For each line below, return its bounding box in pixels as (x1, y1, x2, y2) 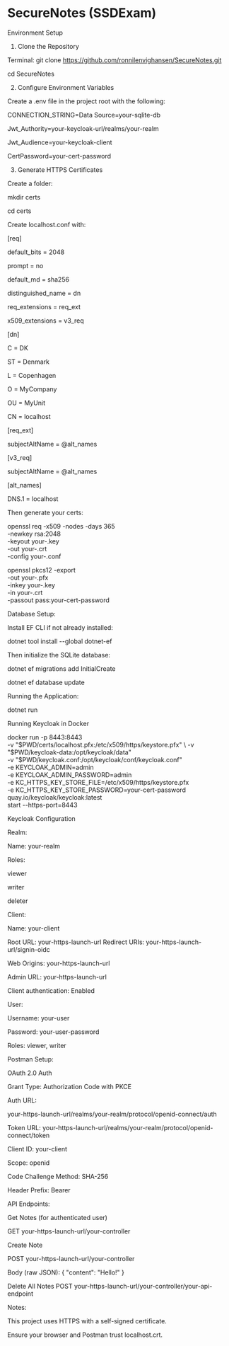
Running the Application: (7, 691, 79, 700)
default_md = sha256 (7, 275, 69, 284)
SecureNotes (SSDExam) (7, 5, 157, 21)
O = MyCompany (7, 384, 57, 393)
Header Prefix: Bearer (7, 1185, 71, 1194)
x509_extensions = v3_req (7, 316, 84, 325)
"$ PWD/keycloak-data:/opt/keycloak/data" (7, 748, 132, 757)
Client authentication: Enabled (7, 986, 95, 995)
